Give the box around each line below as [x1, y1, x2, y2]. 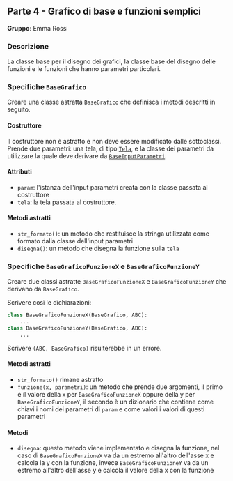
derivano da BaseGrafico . [7, 285, 79, 293]
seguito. [7, 105, 31, 114]
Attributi [7, 167, 33, 176]
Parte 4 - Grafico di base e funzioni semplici [7, 6, 202, 17]
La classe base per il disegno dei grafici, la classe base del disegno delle [7, 57, 216, 66]
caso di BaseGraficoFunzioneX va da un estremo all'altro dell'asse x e [17, 451, 214, 459]
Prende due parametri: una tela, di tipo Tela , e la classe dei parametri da [7, 144, 214, 153]
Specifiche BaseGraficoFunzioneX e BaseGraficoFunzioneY [7, 261, 200, 271]
